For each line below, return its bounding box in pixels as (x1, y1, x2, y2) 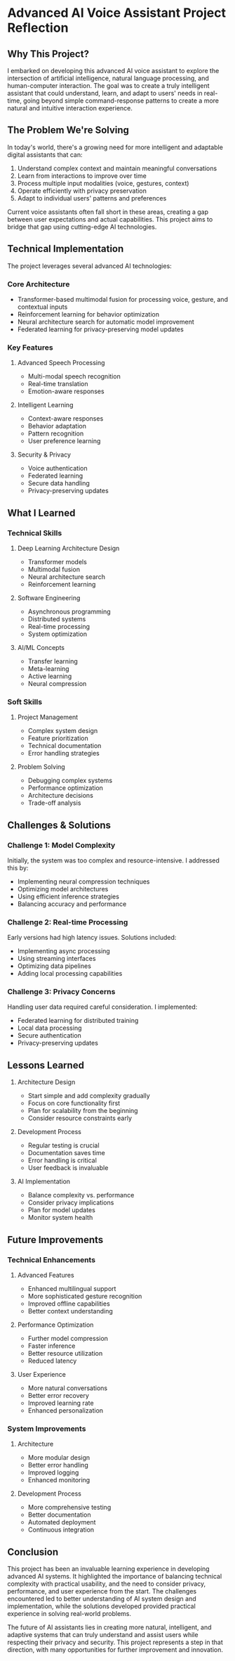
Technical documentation (27, 742, 102, 750)
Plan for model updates (27, 1206, 96, 1214)
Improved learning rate (27, 1399, 94, 1407)
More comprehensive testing (27, 1503, 112, 1512)
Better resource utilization (27, 1349, 103, 1357)
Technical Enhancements (7, 1254, 96, 1264)
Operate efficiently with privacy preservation (17, 186, 147, 195)
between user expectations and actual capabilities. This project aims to (7, 215, 213, 223)
